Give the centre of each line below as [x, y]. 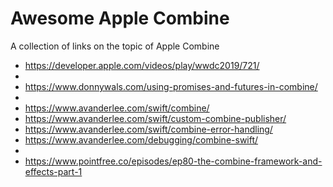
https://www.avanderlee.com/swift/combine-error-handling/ [148, 129]
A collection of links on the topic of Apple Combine [115, 46]
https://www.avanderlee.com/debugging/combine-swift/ [141, 139]
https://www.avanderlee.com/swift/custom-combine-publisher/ [155, 118]
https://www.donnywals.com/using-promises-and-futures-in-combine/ [171, 86]
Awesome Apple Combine [120, 18]
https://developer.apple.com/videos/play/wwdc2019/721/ [142, 65]
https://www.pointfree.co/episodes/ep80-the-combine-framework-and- [173, 161]
